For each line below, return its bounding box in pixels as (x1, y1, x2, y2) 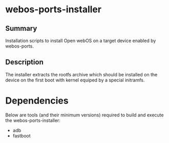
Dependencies (5, 95, 69, 106)
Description (5, 58, 44, 67)
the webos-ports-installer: (5, 117, 60, 124)
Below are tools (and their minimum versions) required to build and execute (5, 112, 164, 118)
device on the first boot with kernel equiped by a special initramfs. (5, 77, 145, 83)
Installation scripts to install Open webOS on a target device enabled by (5, 37, 156, 44)
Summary (5, 24, 37, 33)
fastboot (12, 132, 31, 139)
